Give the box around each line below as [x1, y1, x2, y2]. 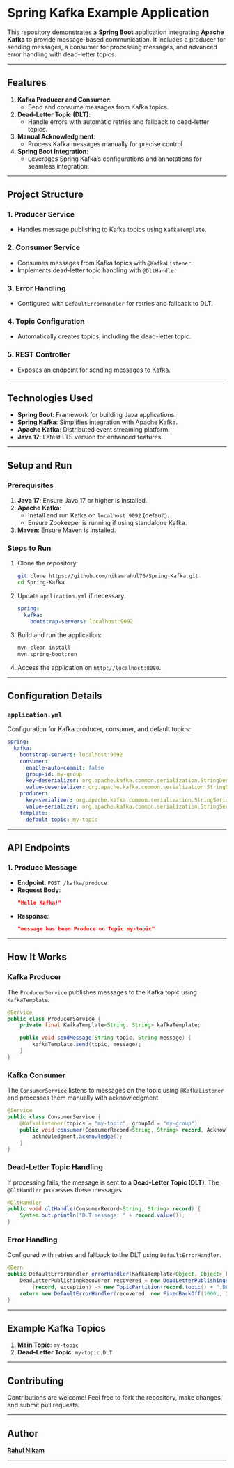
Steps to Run [7, 543, 52, 553]
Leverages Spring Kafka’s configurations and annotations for [27, 155, 202, 163]
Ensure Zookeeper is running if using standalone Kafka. [27, 519, 187, 527]
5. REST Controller [7, 350, 71, 359]
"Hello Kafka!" [17, 900, 62, 907]
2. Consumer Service [7, 242, 81, 252]
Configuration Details [7, 689, 102, 701]
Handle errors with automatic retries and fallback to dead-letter [27, 117, 210, 126]
